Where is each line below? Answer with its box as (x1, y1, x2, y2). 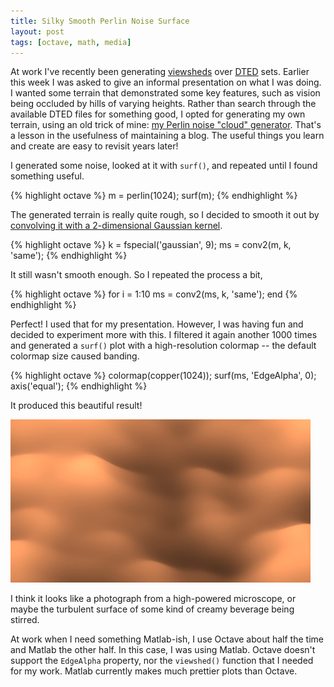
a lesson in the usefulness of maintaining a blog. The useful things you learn (10, 130, 325, 142)
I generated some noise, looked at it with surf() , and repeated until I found (10, 160, 318, 172)
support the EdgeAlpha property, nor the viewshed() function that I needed (10, 655, 314, 667)
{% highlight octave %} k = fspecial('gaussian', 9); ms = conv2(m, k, (10, 239, 292, 251)
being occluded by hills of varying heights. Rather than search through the (10, 98, 317, 110)
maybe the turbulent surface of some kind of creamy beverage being (10, 603, 295, 615)
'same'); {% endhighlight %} (10, 250, 128, 262)
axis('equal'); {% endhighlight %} (10, 380, 148, 392)
